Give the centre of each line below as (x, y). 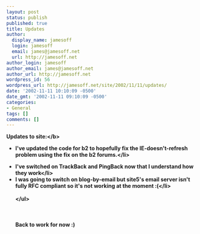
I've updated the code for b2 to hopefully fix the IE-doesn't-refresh (102, 148)
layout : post (23, 12)
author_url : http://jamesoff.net (49, 74)
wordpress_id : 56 (28, 80)
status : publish (27, 18)
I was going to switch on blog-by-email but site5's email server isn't (102, 179)
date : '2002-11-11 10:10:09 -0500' (51, 91)
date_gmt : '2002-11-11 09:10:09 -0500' (57, 97)
